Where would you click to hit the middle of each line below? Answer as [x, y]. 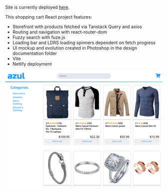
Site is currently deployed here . [37, 7]
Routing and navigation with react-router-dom [60, 32]
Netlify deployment [32, 64]
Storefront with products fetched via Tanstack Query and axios [77, 27]
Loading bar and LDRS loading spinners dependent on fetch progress [84, 43]
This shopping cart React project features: [49, 17]
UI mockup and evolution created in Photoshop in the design [75, 48]
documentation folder [35, 53]
